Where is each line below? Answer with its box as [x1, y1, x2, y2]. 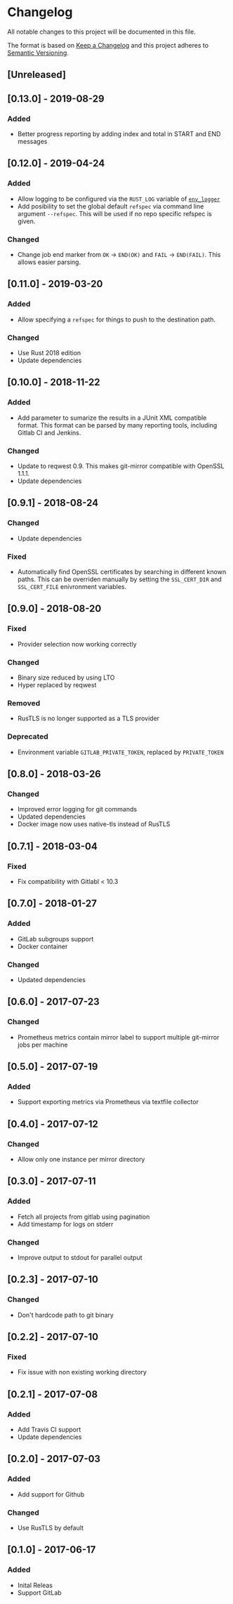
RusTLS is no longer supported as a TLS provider [17, 714, 160, 723]
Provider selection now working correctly [17, 639, 137, 648]
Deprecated [7, 731, 49, 741]
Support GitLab [17, 1588, 62, 1597]
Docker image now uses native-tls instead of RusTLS [17, 820, 171, 828]
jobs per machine [17, 1040, 68, 1049]
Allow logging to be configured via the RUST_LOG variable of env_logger [17, 194, 220, 203]
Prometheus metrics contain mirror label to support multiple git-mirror [17, 1033, 220, 1041]
